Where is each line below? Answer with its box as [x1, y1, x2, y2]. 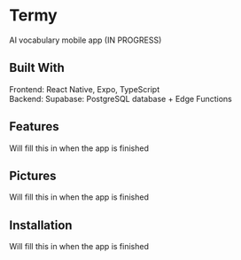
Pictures [9, 168, 57, 183]
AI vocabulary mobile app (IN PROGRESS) [9, 35, 162, 45]
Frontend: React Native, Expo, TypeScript [9, 83, 160, 94]
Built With [9, 60, 65, 75]
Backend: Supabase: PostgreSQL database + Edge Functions [9, 93, 232, 104]
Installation [9, 217, 73, 232]
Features [9, 119, 59, 134]
